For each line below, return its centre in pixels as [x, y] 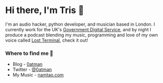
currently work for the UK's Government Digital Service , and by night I [78, 29]
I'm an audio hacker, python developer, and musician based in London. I [80, 24]
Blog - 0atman [28, 64]
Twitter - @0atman [32, 69]
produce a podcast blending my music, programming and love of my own [82, 35]
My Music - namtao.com [38, 75]
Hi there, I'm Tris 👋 [45, 10]
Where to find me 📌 [29, 53]
